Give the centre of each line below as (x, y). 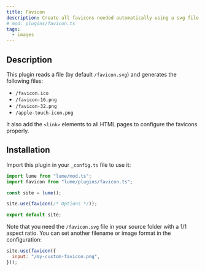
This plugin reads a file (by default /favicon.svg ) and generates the (91, 74)
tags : (13, 29)
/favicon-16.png (36, 100)
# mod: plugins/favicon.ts (41, 23)
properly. (18, 131)
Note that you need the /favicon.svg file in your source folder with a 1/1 (97, 227)
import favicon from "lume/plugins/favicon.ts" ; (70, 181)
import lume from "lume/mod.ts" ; (49, 176)
